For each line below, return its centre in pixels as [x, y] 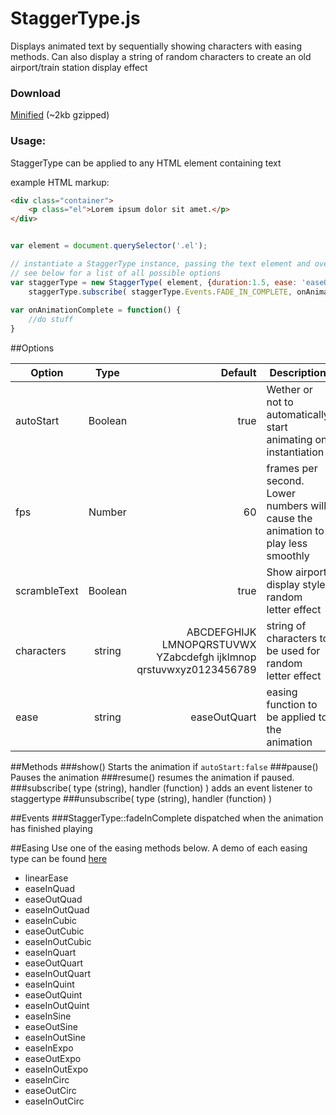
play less [287, 544]
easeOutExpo [53, 1059]
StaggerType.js [75, 18]
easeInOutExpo [56, 1069]
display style [296, 585]
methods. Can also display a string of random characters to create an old [161, 56]
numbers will [296, 506]
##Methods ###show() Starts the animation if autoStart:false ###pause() [164, 767]
